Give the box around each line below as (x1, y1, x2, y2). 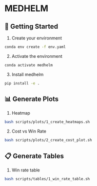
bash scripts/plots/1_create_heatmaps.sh (4, 119, 90, 124)
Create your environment (11, 35, 62, 41)
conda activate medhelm (4, 63, 53, 68)
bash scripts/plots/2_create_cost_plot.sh (4, 138, 92, 143)
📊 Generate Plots (4, 95, 59, 103)
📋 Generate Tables (4, 152, 64, 160)
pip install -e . (4, 81, 40, 85)
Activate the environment (11, 53, 63, 59)
